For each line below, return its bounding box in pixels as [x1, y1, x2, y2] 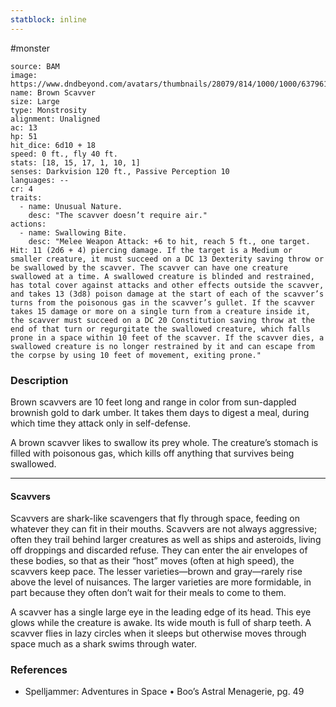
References [10, 663, 68, 677]
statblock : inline [10, 14, 87, 25]
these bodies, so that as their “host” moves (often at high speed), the [10, 555, 295, 567]
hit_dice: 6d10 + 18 [10, 140, 97, 150]
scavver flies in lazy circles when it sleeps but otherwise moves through [10, 627, 307, 640]
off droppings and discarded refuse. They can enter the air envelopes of [10, 544, 308, 556]
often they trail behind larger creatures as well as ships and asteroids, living [10, 534, 322, 546]
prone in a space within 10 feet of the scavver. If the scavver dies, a [10, 332, 325, 343]
